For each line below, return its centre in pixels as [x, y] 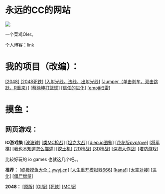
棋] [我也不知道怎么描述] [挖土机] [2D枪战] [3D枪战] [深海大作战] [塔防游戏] [82, 148]
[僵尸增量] [23, 176]
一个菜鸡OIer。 [20, 34]
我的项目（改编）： [42, 67]
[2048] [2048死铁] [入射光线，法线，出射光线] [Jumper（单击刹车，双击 [80, 81]
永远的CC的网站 [38, 10]
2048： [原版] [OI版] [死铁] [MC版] [41, 187]
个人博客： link [20, 45]
